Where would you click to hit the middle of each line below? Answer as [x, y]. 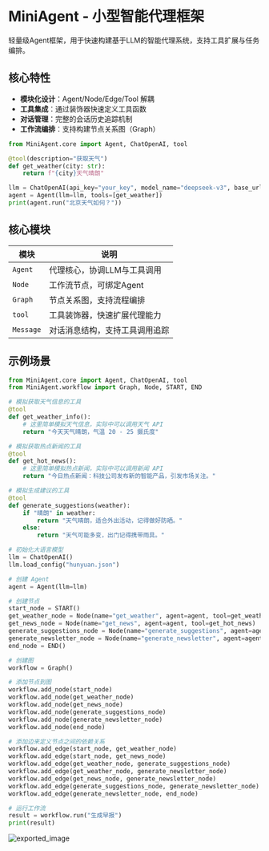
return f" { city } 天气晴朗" [63, 173]
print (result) [32, 823]
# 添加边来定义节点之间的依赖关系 [57, 742]
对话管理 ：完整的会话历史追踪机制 [76, 119]
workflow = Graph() [41, 668]
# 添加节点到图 [30, 683]
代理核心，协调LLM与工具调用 [105, 269]
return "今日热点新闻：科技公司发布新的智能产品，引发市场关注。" [119, 476]
